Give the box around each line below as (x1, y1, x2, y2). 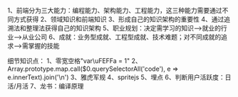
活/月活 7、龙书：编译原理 (7, 82, 84, 90)
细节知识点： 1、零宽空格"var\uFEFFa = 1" (7, 57, 130, 65)
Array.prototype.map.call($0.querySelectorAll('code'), (7, 64, 166, 73)
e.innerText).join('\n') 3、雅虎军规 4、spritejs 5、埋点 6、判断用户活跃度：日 (7, 73, 232, 81)
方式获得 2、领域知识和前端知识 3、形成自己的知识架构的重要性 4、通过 (13, 15, 224, 23)
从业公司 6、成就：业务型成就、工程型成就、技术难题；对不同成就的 (21, 33, 222, 41)
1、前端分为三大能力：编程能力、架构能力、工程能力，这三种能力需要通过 (7, 6, 222, 14)
